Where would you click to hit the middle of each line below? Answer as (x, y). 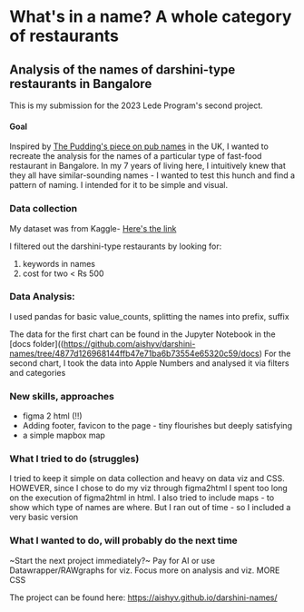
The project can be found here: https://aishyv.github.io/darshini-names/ (144, 597)
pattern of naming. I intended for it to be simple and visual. (119, 185)
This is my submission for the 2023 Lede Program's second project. (136, 105)
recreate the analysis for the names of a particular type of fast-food (136, 156)
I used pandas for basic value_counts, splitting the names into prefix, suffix (149, 316)
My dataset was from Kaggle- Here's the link (93, 228)
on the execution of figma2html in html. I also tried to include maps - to (142, 498)
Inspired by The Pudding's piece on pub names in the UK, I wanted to (139, 146)
